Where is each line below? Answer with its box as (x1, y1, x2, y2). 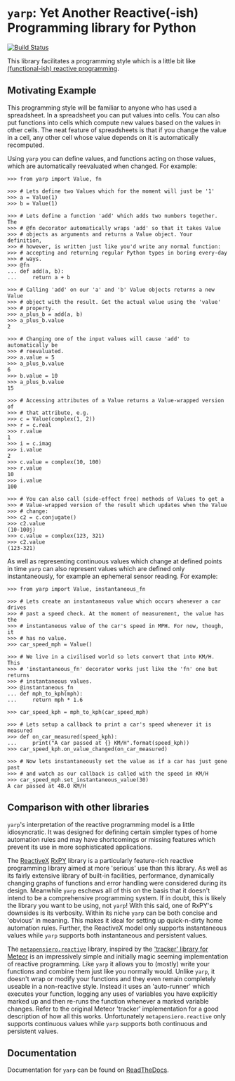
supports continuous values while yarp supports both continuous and (7, 1019, 208, 1028)
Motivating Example (7, 84, 97, 96)
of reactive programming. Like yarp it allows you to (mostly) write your (7, 959, 210, 968)
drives (7, 603, 27, 611)
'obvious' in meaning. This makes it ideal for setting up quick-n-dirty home (7, 916, 223, 924)
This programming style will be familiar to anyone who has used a (7, 103, 197, 112)
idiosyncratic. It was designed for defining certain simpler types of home (7, 828, 217, 836)
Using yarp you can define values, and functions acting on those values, (7, 154, 216, 162)
